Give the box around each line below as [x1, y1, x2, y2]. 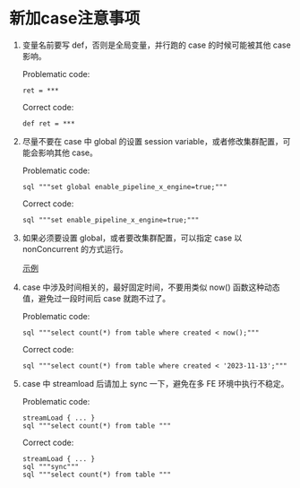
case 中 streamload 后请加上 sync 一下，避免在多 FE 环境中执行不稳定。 [21, 378, 289, 388]
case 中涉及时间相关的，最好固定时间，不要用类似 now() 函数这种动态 [21, 282, 280, 292]
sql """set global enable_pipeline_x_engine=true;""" [21, 182, 227, 191]
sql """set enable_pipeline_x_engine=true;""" [21, 215, 200, 224]
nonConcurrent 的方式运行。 [21, 243, 128, 254]
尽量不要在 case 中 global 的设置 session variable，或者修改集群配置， [21, 135, 284, 146]
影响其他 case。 [38, 147, 99, 158]
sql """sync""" [21, 462, 80, 471]
